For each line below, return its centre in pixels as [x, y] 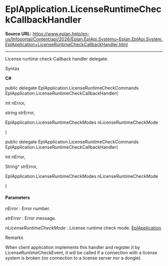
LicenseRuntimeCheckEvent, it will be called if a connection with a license [81, 253]
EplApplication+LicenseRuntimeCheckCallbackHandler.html [67, 44]
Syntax [12, 68]
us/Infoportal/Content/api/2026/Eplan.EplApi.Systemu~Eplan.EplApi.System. [84, 39]
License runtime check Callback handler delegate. [57, 59]
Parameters [17, 197]
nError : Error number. [28, 208]
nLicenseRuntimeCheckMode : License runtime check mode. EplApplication [83, 228]
